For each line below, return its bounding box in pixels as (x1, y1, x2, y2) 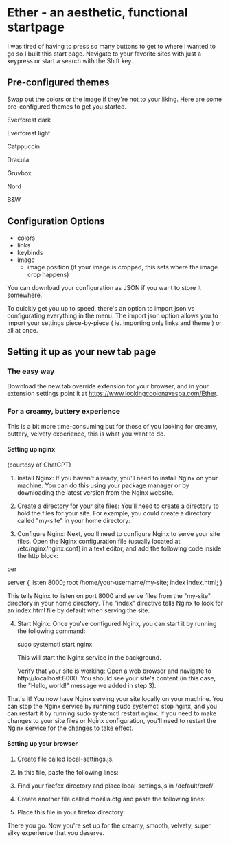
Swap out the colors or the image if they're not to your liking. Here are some (7, 95, 222, 103)
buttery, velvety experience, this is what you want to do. (7, 430, 166, 438)
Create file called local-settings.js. (16, 755, 115, 763)
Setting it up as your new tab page (7, 346, 157, 357)
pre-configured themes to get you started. (7, 102, 127, 111)
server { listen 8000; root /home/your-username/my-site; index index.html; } (7, 578, 223, 586)
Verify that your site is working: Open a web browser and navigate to (16, 667, 211, 675)
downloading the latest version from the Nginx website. (16, 488, 174, 496)
